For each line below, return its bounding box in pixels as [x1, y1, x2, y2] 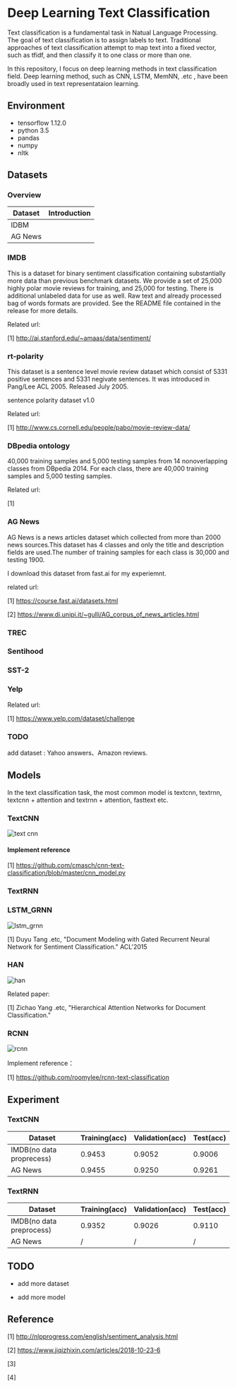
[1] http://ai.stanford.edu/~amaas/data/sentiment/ [7, 334, 152, 342]
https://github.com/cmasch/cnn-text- [16, 861, 125, 870]
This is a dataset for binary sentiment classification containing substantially [7, 269, 226, 277]
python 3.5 [17, 126, 49, 135]
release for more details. [7, 306, 78, 315]
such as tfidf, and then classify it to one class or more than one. [7, 51, 192, 59]
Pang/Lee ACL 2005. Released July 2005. [7, 382, 129, 391]
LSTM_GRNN [7, 905, 53, 915]
